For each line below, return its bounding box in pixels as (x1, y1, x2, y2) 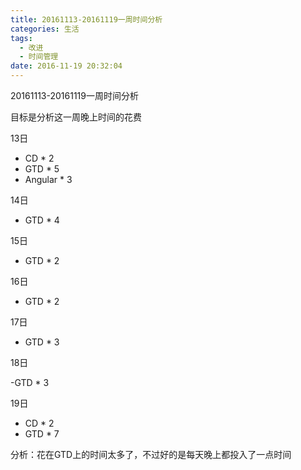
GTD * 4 (24, 214, 60, 226)
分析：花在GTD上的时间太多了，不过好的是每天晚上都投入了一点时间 (10, 449, 292, 460)
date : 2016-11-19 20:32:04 (10, 61, 123, 71)
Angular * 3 (24, 174, 73, 185)
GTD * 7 (24, 428, 60, 440)
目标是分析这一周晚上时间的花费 (10, 111, 142, 123)
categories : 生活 (10, 24, 80, 34)
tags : (10, 33, 33, 43)
